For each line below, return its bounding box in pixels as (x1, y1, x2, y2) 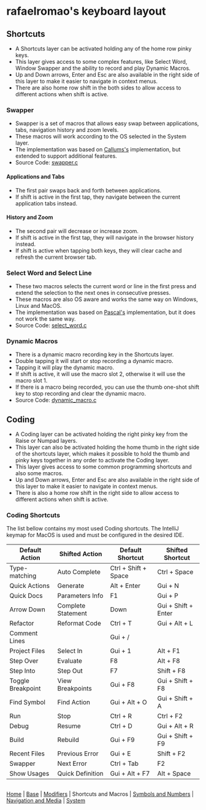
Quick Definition (57, 770, 104, 778)
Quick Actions (9, 581, 50, 590)
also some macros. (15, 470, 63, 477)
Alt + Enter (110, 581, 141, 590)
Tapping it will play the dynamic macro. (15, 364, 115, 372)
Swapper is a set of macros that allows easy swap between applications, (15, 120, 199, 127)
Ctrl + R (110, 712, 132, 720)
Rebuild (57, 736, 80, 744)
